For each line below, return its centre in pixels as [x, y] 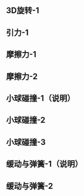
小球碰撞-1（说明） [41, 98]
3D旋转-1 [23, 11]
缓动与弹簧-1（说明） [44, 164]
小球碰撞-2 [26, 120]
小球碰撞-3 [26, 142]
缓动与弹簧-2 [30, 186]
